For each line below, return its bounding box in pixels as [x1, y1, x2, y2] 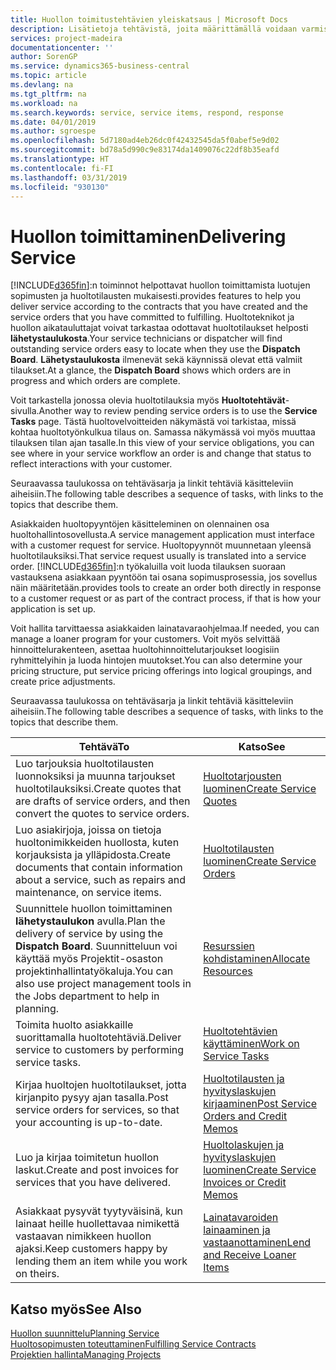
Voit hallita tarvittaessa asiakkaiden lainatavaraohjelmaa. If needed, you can [10, 622, 320, 635]
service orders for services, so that [15, 1103, 180, 1117]
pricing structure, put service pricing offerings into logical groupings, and [10, 665, 313, 677]
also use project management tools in [15, 977, 192, 991]
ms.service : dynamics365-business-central [10, 61, 190, 71]
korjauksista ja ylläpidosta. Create [15, 848, 172, 862]
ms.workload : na [10, 98, 78, 108]
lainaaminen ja [203, 1223, 271, 1237]
